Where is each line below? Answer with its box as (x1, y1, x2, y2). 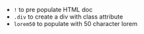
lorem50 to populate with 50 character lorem (13, 20, 138, 27)
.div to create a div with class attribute (13, 13, 124, 21)
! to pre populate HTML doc (13, 6, 93, 13)
